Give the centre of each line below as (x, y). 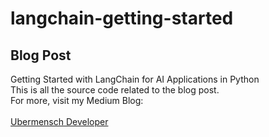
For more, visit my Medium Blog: (77, 100)
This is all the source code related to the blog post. (115, 90)
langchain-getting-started (122, 18)
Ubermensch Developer (59, 121)
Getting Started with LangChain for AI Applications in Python (135, 79)
